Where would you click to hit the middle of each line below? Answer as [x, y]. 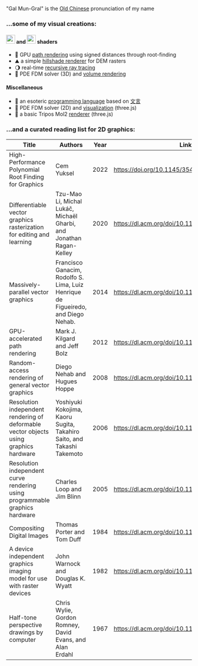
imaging [20, 571]
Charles [66, 482]
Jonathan [68, 238]
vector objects [29, 432]
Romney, [67, 625]
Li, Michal [69, 201]
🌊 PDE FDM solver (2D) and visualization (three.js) [75, 108]
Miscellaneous [24, 87]
